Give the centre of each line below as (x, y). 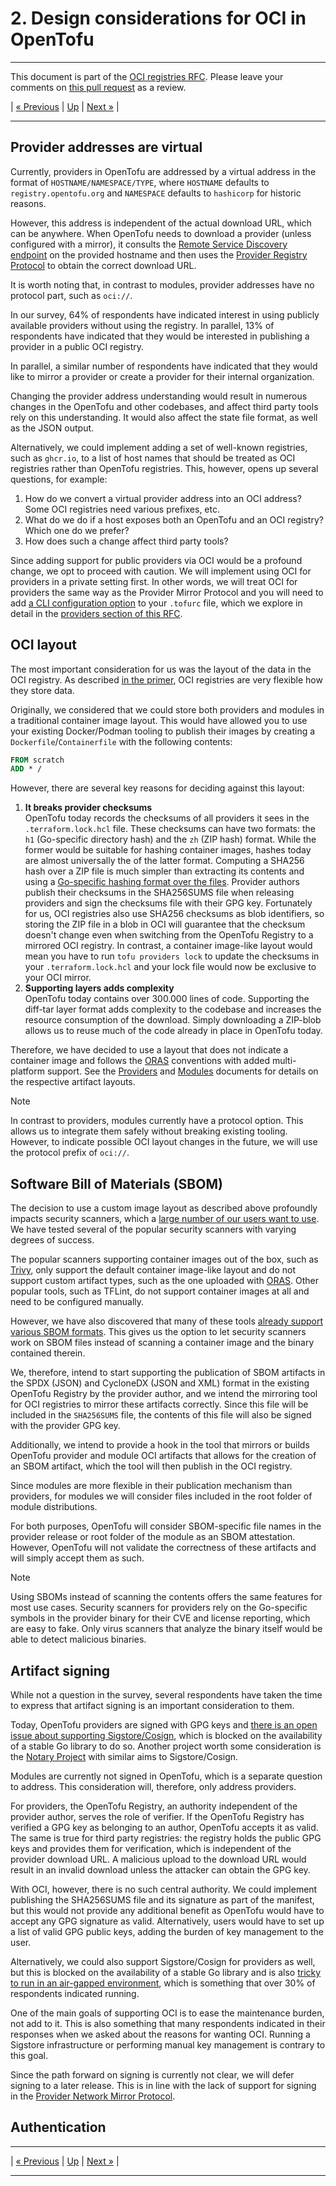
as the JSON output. (52, 428)
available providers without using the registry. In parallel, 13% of (142, 325)
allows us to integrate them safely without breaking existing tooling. (149, 1131)
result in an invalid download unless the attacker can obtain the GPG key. (160, 1869)
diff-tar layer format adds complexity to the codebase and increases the (173, 1009)
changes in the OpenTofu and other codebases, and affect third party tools (164, 406)
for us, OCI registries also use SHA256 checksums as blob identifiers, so (174, 914)
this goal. (29, 2055)
